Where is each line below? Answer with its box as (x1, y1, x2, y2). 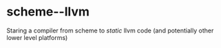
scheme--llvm (6, 4, 90, 20)
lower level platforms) (6, 33, 68, 41)
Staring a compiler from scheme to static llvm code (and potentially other (6, 26, 214, 34)
